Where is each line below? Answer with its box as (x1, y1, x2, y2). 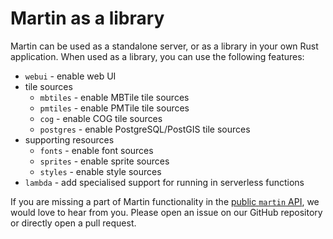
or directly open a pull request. (10, 217, 137, 229)
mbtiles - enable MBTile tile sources (39, 91, 190, 103)
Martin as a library (10, 7, 165, 30)
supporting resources (24, 133, 115, 146)
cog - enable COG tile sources (39, 112, 163, 124)
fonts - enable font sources (39, 144, 154, 156)
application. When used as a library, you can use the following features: (10, 50, 305, 62)
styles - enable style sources (39, 165, 162, 177)
